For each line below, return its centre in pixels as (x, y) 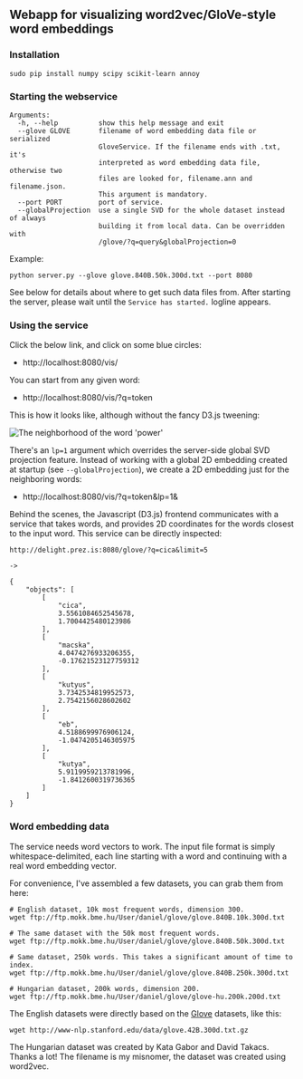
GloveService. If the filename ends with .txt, (189, 147)
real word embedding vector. (63, 865)
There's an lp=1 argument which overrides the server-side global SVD (140, 450)
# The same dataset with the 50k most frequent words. (115, 933)
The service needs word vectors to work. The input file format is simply (142, 846)
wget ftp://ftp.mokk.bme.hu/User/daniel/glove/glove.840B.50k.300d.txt (147, 941)
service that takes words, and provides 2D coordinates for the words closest (151, 524)
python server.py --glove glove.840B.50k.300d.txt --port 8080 (131, 275)
